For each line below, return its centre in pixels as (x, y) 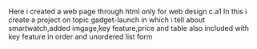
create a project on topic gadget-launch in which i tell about (107, 20)
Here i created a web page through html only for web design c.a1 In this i (128, 11)
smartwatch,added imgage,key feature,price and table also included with (129, 28)
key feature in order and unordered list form (80, 36)
